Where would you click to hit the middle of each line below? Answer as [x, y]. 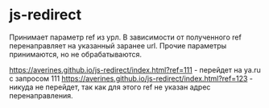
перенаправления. [41, 95]
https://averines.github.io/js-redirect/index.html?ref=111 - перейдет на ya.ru [135, 69]
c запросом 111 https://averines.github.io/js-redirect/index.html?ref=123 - [131, 78]
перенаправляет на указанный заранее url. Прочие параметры [118, 45]
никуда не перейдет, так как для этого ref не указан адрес [110, 87]
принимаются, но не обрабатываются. [76, 54]
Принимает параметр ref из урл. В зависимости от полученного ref [126, 37]
